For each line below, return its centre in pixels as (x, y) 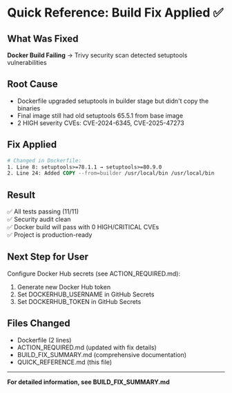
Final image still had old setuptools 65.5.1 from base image (100, 115)
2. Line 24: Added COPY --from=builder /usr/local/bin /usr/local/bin (111, 173)
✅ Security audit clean (39, 220)
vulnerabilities (27, 63)
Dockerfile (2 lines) (44, 340)
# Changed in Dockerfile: (44, 160)
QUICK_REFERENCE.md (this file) (65, 362)
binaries (29, 108)
